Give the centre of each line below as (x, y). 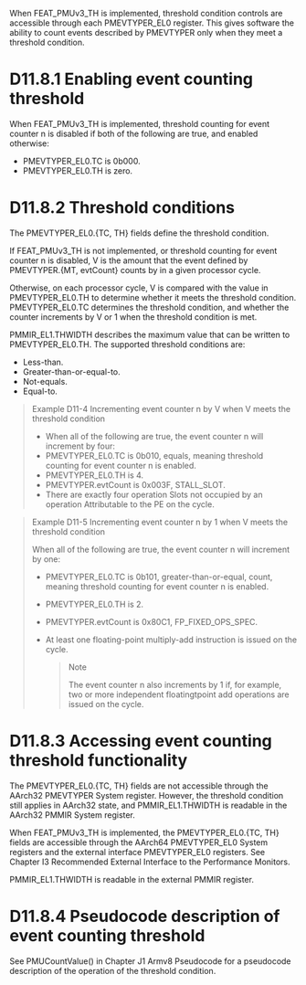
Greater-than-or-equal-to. (71, 371)
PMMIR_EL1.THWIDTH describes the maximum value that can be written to (150, 334)
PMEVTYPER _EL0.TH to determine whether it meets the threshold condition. (153, 297)
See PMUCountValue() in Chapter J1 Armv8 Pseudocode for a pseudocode (150, 961)
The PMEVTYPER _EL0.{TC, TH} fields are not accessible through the (139, 786)
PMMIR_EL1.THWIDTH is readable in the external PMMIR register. (132, 879)
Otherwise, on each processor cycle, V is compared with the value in (139, 288)
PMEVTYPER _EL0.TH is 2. (95, 604)
